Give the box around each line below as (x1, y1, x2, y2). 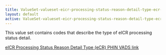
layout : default (5, 12, 39, 17)
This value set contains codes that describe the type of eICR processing (5, 30, 152, 36)
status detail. (5, 35, 32, 41)
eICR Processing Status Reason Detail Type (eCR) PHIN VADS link (5, 45, 139, 51)
